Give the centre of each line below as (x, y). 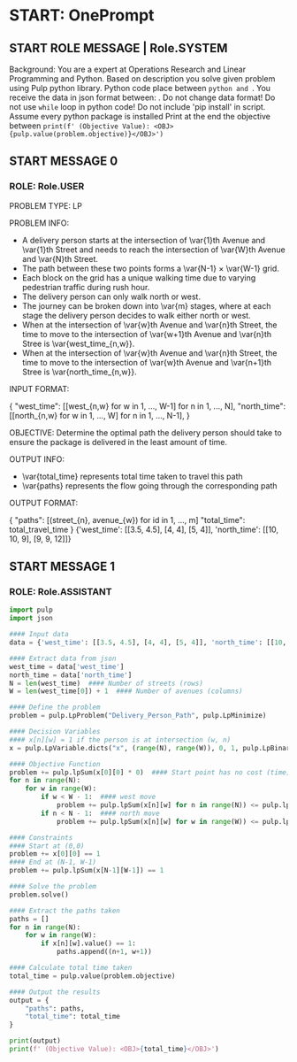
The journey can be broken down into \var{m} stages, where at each (146, 305)
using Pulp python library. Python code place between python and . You (140, 88)
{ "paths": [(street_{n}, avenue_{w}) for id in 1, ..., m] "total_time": (127, 519)
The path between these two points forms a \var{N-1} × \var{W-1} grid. (151, 268)
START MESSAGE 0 (64, 162)
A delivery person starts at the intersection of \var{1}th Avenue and (144, 240)
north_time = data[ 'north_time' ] (71, 675)
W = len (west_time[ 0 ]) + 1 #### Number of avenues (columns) (126, 691)
